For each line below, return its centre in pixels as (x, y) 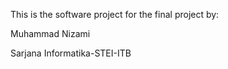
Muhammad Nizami (50, 33)
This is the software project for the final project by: (115, 14)
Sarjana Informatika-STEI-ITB (71, 53)
